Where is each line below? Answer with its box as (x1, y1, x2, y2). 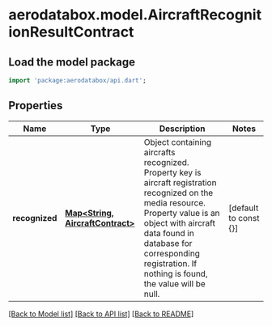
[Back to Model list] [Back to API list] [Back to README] (8, 309, 194, 319)
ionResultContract (8, 23, 134, 41)
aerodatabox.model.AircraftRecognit (8, 6, 261, 24)
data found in (143, 227, 194, 239)
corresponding (143, 248, 201, 259)
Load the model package (8, 55, 136, 69)
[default (228, 202, 259, 214)
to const (228, 212, 260, 223)
